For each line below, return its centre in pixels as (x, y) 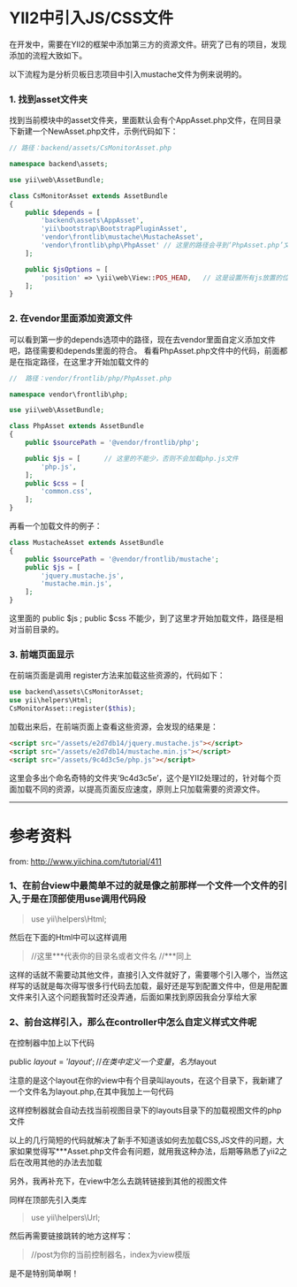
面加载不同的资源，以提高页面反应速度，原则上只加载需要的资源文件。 (137, 789)
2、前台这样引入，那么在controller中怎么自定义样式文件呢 (133, 1022)
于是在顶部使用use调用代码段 (84, 899)
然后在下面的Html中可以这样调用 (68, 937)
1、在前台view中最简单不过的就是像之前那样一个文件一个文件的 (144, 885)
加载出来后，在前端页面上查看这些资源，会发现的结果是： (114, 726)
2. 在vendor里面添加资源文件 (71, 318)
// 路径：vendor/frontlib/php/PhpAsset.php (91, 378)
